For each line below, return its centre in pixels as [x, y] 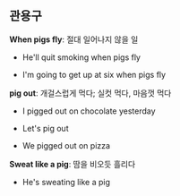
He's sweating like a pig [66, 182]
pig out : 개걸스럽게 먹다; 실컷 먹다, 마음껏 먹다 [90, 93]
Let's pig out [45, 128]
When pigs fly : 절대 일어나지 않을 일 [74, 39]
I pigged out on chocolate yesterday [89, 111]
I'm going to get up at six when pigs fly [94, 74]
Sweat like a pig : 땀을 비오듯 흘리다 [73, 164]
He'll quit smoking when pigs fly [81, 57]
